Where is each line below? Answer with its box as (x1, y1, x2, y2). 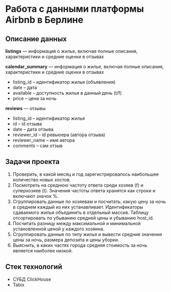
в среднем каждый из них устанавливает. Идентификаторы (12, 204, 143, 210)
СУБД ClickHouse (12, 276, 51, 282)
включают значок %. (12, 193, 59, 199)
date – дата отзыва (12, 126, 54, 132)
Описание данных (5, 34, 67, 43)
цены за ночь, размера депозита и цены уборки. (12, 236, 119, 243)
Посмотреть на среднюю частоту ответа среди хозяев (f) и (12, 182, 144, 188)
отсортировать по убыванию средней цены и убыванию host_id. (12, 214, 154, 221)
